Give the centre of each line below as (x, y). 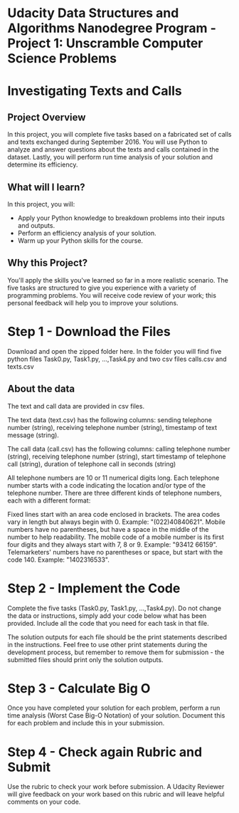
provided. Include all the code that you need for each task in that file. (108, 623)
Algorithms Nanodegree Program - (112, 28)
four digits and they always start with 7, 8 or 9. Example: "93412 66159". (112, 544)
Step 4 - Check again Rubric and (105, 752)
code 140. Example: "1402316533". (59, 560)
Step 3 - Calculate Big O (79, 688)
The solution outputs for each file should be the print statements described (117, 637)
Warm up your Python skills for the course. (80, 241)
